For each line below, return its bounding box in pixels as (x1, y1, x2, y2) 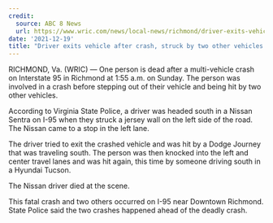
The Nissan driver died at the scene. (8, 181, 130, 191)
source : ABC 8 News (15, 20, 82, 28)
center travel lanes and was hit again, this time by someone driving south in (8, 156, 262, 167)
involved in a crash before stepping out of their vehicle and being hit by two (8, 82, 262, 92)
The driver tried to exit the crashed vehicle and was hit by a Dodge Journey (8, 139, 262, 149)
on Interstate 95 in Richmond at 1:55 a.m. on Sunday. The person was (8, 73, 241, 83)
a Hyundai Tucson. (8, 165, 71, 175)
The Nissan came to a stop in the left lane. (8, 124, 149, 133)
